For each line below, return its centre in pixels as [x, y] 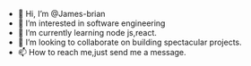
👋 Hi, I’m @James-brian [61, 14]
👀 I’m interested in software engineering [91, 23]
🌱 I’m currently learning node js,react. [87, 33]
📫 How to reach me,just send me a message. [102, 52]
